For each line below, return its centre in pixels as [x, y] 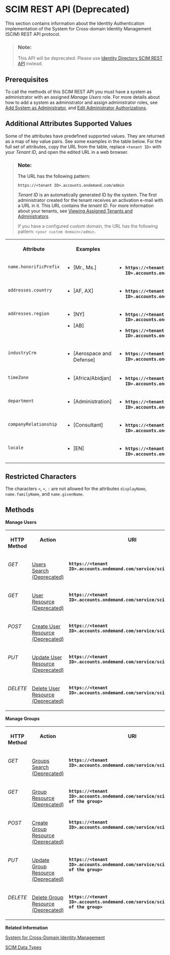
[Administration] [93, 402]
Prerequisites [27, 79]
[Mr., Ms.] [85, 268]
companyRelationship [32, 424]
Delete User [46, 688]
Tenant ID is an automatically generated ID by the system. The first [87, 195]
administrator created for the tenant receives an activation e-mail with [90, 200]
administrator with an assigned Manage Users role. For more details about [83, 97]
